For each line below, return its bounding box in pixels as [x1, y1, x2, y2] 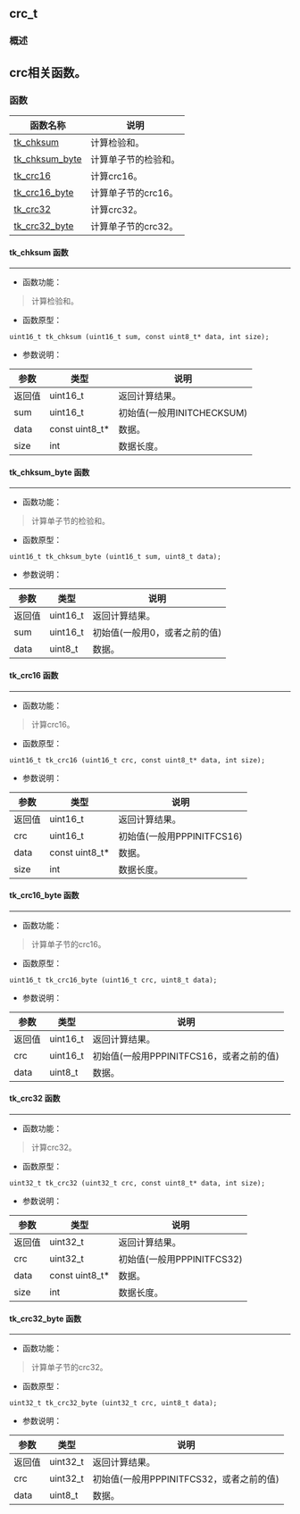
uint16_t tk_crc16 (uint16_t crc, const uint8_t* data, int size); [9, 755, 266, 765]
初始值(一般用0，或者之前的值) [92, 627, 222, 639]
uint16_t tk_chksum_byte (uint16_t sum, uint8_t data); [9, 553, 221, 562]
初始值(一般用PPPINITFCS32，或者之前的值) [92, 1473, 279, 1485]
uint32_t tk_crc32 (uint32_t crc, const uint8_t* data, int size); [9, 1179, 266, 1188]
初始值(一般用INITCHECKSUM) [118, 407, 248, 420]
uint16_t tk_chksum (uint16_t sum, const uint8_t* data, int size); [9, 333, 270, 342]
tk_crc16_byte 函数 [9, 890, 79, 901]
